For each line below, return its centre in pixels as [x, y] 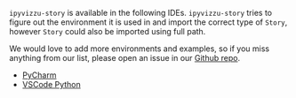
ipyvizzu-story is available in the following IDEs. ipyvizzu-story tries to [141, 13]
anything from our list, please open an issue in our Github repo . [125, 58]
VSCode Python [52, 84]
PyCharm [39, 75]
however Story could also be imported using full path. [108, 31]
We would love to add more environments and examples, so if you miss [139, 49]
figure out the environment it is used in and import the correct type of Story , [148, 22]
